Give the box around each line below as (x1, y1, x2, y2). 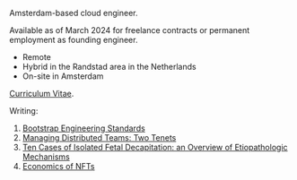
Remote (22, 52, 52, 62)
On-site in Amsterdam (22, 71, 104, 81)
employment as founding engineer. (9, 35, 138, 45)
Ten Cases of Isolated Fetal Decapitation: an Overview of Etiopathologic (22, 142, 289, 152)
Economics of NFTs (22, 161, 95, 171)
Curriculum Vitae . (9, 89, 74, 99)
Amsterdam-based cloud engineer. (9, 8, 138, 18)
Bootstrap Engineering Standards (22, 123, 145, 133)
